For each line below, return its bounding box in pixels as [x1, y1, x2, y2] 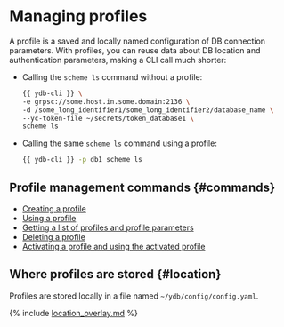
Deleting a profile [21, 232, 86, 242]
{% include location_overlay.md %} [9, 307, 138, 318]
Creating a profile [21, 203, 86, 214]
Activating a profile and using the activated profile [21, 242, 206, 251]
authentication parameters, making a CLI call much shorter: [9, 54, 227, 65]
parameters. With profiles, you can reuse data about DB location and [9, 44, 261, 55]
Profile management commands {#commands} [9, 179, 276, 195]
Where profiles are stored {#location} [9, 267, 222, 282]
